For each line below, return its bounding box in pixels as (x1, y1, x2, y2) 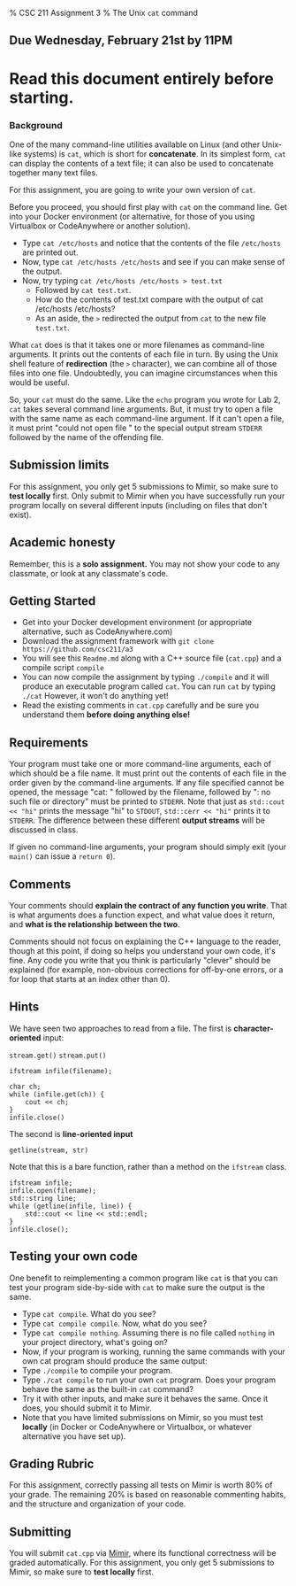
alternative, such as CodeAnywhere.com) (21, 626, 173, 637)
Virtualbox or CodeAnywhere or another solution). (9, 220, 191, 231)
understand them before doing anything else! (21, 709, 191, 720)
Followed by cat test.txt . (34, 284, 132, 295)
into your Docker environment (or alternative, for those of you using (9, 211, 255, 221)
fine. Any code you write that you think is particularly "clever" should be (9, 955, 271, 965)
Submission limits (9, 458, 110, 473)
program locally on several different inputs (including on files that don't (9, 499, 268, 510)
